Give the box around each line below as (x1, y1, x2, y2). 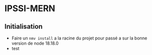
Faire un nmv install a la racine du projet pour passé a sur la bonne (11, 35, 148, 41)
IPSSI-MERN (4, 3, 55, 14)
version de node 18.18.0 (11, 40, 59, 46)
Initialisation (4, 22, 43, 31)
